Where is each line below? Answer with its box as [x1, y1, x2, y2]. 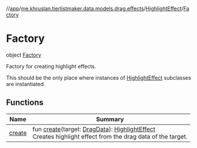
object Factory [6, 51, 42, 58]
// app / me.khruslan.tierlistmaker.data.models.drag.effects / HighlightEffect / [6, 5, 184, 12]
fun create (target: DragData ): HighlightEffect [32, 125, 156, 133]
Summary [96, 115, 125, 123]
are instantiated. [6, 80, 45, 87]
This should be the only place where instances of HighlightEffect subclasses [6, 74, 191, 81]
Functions [6, 97, 44, 108]
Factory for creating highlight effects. [6, 63, 96, 70]
